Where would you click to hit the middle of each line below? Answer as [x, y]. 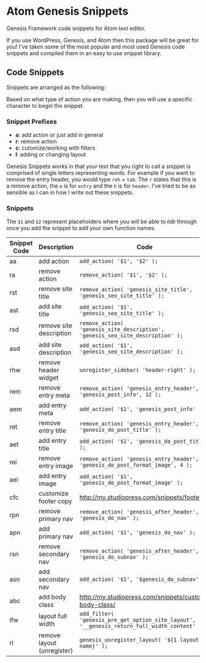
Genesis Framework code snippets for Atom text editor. [76, 28]
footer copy [55, 501]
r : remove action [36, 142]
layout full [53, 616]
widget [49, 378]
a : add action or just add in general [59, 135]
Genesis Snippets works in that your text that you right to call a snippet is [99, 166]
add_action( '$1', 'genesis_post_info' [138, 409]
